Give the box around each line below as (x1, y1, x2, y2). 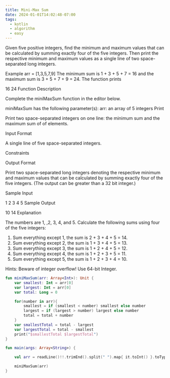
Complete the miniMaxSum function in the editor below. (5, 96, 121, 102)
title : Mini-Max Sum (5, 7, 49, 13)
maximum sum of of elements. (5, 121, 69, 126)
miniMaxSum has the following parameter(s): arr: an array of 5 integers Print (5, 106, 164, 111)
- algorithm (10, 26, 35, 31)
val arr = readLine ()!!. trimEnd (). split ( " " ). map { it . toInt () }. (14, 355, 155, 360)
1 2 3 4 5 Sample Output (5, 200, 56, 206)
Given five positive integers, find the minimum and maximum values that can (5, 45, 164, 51)
